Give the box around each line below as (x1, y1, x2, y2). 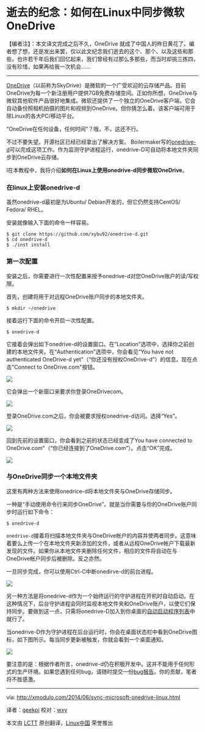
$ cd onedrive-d (6, 237, 48, 243)
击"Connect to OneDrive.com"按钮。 (6, 363, 99, 371)
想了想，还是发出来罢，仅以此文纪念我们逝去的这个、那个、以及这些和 (11, 47, 188, 55)
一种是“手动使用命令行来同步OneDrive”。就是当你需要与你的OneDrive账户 (6, 500, 192, 508)
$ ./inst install (6, 242, 51, 248)
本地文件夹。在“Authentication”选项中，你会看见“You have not (16, 348, 174, 355)
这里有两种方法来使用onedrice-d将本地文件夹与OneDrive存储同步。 (6, 487, 176, 495)
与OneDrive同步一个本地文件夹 (6, 472, 98, 481)
